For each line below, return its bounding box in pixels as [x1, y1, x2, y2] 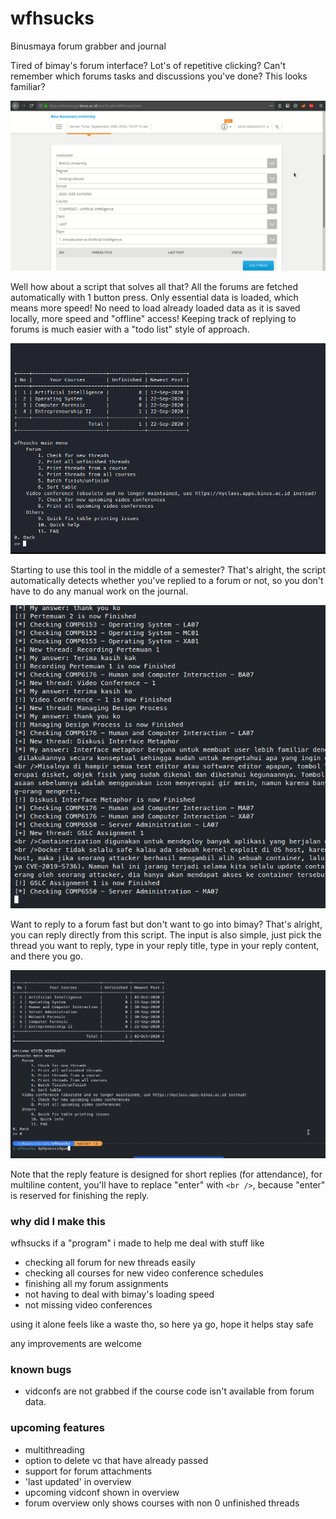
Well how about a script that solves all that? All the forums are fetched [10, 281, 299, 293]
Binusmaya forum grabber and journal [10, 40, 167, 52]
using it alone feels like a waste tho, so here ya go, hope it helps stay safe [10, 1318, 314, 1331]
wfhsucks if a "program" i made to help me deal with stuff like [10, 1237, 265, 1249]
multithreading [24, 1443, 85, 1456]
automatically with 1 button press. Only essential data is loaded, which [10, 292, 299, 304]
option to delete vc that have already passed [24, 1454, 209, 1466]
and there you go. [10, 950, 84, 962]
